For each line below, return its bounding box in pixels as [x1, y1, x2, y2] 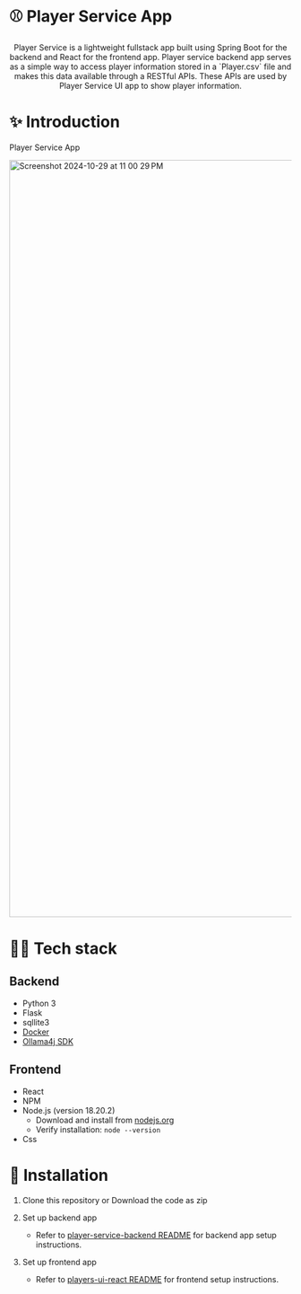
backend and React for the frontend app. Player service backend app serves [9, 51, 292, 62]
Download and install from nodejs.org [35, 1114, 175, 1125]
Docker [21, 1026, 50, 1037]
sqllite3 [21, 1017, 50, 1027]
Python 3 [21, 998, 56, 1008]
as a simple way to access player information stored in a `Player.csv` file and [9, 61, 292, 72]
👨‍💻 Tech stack [9, 938, 118, 959]
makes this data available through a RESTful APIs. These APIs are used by [13, 70, 288, 81]
